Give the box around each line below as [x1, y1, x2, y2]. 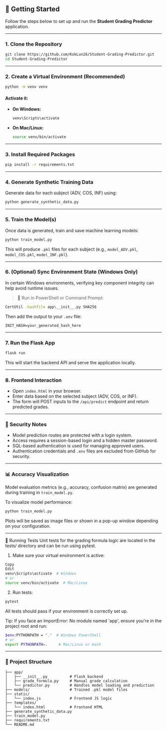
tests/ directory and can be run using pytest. [5, 543, 96, 549]
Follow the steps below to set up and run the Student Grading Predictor [5, 18, 153, 24]
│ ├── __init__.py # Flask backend [5, 674, 103, 679]
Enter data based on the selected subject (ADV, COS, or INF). [12, 393, 138, 399]
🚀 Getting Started [5, 5, 60, 13]
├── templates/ [5, 700, 37, 705]
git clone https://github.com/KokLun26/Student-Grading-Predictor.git [5, 52, 155, 57]
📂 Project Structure [5, 658, 52, 665]
